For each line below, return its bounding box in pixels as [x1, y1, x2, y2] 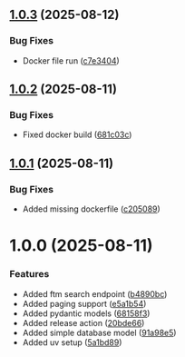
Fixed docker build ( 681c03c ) [22, 129, 132, 140]
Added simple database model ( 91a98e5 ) [22, 327, 177, 338]
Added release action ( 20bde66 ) [22, 317, 145, 328]
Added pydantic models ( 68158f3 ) [22, 308, 151, 319]
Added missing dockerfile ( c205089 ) [22, 203, 161, 214]
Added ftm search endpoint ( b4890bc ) [22, 288, 168, 299]
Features [9, 268, 50, 281]
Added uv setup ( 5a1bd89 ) [22, 336, 122, 348]
